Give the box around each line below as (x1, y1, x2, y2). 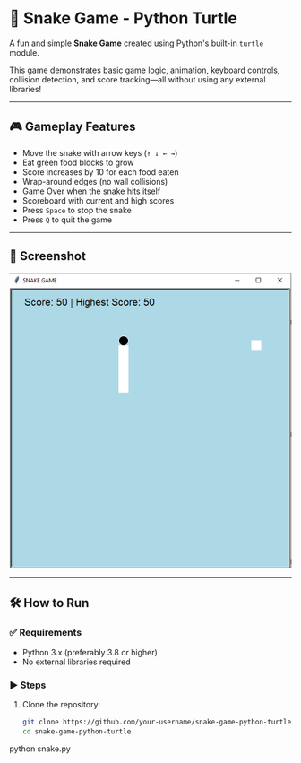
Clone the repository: (21, 699, 101, 710)
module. (9, 47, 40, 57)
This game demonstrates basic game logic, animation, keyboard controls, (9, 65, 280, 75)
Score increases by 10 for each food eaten (21, 166, 179, 178)
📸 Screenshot (9, 248, 87, 264)
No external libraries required (21, 656, 131, 667)
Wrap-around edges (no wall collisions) (21, 176, 168, 186)
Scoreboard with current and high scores (21, 195, 175, 205)
